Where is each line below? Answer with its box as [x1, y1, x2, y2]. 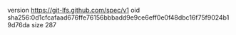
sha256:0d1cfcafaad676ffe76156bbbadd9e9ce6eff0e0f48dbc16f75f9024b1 [7, 13, 230, 22]
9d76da [7, 21, 31, 29]
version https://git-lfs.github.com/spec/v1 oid [7, 6, 140, 14]
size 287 [31, 21, 57, 29]
